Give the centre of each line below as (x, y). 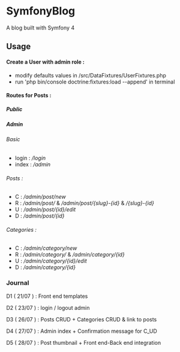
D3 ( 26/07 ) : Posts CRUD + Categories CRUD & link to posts (82, 319)
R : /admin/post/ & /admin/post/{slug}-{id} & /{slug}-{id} (84, 203)
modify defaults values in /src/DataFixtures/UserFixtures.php (91, 75)
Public (14, 109)
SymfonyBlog (41, 11)
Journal (18, 283)
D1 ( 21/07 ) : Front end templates (47, 296)
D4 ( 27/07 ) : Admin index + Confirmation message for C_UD (82, 331)
